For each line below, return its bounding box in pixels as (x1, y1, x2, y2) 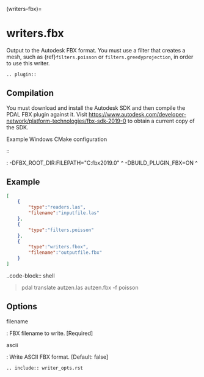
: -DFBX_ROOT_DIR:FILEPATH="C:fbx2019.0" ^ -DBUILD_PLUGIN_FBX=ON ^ (6, 159, 198, 167)
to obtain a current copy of (127, 117, 195, 124)
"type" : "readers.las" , (28, 204, 86, 210)
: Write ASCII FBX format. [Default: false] (6, 353, 109, 361)
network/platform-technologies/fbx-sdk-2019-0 (6, 117, 126, 124)
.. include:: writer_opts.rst (6, 365, 84, 371)
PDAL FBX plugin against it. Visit (6, 110, 87, 118)
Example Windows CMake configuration (6, 135, 107, 143)
